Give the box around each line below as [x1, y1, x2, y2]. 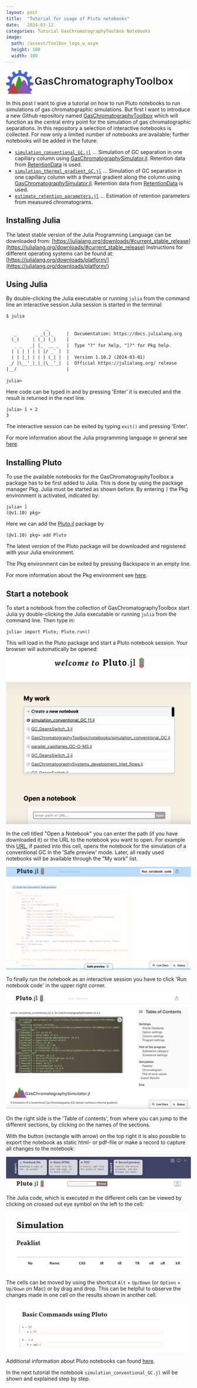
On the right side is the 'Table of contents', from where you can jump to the [6, 1115, 188, 1122]
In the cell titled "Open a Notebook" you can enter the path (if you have [6, 830, 178, 837]
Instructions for [146, 243, 184, 251]
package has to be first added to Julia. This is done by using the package [6, 479, 184, 486]
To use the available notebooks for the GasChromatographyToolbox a [6, 473, 174, 481]
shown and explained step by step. [6, 1375, 90, 1382]
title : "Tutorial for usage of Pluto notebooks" [6, 15, 130, 22]
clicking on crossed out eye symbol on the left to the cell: [6, 1200, 144, 1208]
